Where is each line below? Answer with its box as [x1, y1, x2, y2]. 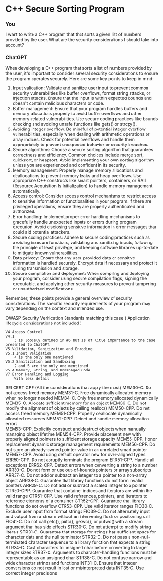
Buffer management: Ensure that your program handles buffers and [12, 105, 147, 111]
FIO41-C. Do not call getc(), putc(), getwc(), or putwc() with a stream [5, 518, 143, 524]
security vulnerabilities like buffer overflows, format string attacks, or [12, 90, 151, 96]
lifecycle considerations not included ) [5, 320, 82, 326]
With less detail [14, 376, 49, 381]
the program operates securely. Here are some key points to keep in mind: [5, 75, 154, 81]
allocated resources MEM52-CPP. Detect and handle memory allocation [5, 416, 149, 421]
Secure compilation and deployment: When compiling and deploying [12, 270, 149, 276]
